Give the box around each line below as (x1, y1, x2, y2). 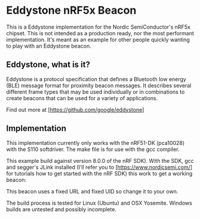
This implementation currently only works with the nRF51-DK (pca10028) (6, 139, 185, 146)
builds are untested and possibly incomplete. (6, 205, 116, 212)
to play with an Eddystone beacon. (6, 42, 91, 50)
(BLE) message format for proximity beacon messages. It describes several (6, 82, 192, 89)
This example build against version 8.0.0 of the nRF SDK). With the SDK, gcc (6, 157, 194, 164)
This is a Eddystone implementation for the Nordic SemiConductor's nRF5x (6, 23, 191, 30)
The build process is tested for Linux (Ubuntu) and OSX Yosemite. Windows (6, 199, 192, 206)
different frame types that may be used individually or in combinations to (6, 88, 185, 95)
